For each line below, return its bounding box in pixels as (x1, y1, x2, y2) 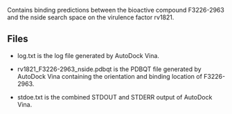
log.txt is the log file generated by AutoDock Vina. (17, 51, 159, 59)
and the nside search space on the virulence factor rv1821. (7, 13, 175, 21)
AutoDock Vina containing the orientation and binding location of (17, 72, 203, 80)
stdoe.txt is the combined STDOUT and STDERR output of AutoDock (17, 93, 213, 101)
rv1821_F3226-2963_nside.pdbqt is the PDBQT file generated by (17, 65, 202, 73)
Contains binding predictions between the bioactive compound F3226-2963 (7, 6, 225, 14)
